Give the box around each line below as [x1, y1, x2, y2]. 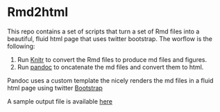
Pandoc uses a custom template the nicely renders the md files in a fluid [7, 76, 214, 84]
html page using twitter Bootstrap [7, 83, 103, 92]
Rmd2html [7, 4, 69, 20]
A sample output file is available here [7, 97, 113, 105]
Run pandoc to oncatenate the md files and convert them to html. [17, 63, 204, 71]
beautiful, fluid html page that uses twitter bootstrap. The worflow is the [7, 34, 213, 42]
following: [7, 42, 35, 50]
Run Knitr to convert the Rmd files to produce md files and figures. [17, 55, 208, 63]
